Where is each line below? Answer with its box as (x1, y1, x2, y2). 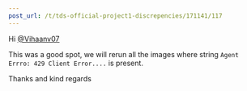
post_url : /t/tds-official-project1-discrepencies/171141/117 (8, 11, 223, 20)
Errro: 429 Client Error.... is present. (8, 58, 144, 68)
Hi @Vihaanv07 (8, 34, 60, 43)
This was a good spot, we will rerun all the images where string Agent (8, 49, 239, 59)
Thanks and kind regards (8, 73, 92, 83)
